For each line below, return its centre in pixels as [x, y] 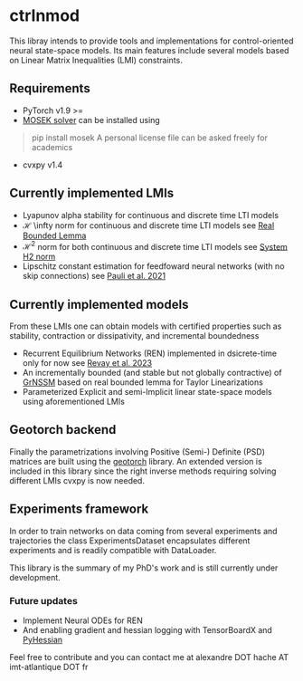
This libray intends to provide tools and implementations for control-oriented [151, 41]
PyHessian [43, 639]
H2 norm [39, 257]
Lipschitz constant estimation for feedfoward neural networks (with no [153, 266]
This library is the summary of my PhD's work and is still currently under [144, 568]
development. [35, 577]
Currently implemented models [99, 304]
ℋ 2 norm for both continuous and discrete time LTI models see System [155, 245]
